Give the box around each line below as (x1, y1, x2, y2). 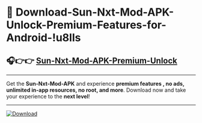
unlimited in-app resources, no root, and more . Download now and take (6, 86, 186, 94)
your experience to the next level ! (6, 93, 90, 100)
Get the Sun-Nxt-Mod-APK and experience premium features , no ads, (6, 80, 185, 87)
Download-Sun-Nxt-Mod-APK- (16, 5, 174, 19)
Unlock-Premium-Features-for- (6, 18, 167, 32)
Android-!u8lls (6, 31, 81, 44)
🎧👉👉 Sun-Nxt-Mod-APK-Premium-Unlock (6, 55, 177, 65)
